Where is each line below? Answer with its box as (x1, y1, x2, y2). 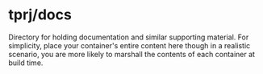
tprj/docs (8, 6, 73, 24)
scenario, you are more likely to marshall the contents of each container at (8, 49, 256, 59)
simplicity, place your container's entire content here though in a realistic (8, 40, 251, 50)
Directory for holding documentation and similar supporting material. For (8, 32, 249, 42)
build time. (8, 58, 44, 68)
